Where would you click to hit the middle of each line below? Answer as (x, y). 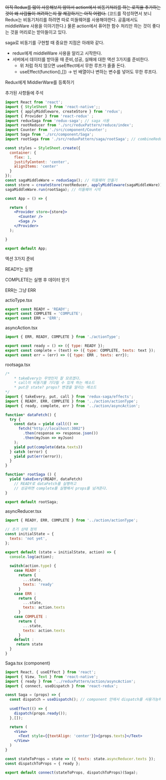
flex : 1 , (23, 157)
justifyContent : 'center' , (42, 162)
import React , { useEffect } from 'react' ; (51, 672)
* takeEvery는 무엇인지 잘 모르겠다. (48, 378)
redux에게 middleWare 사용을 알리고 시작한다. (57, 53)
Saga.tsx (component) (28, 663)
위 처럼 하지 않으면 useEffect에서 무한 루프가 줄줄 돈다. (73, 65)
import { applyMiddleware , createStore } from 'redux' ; (64, 111)
